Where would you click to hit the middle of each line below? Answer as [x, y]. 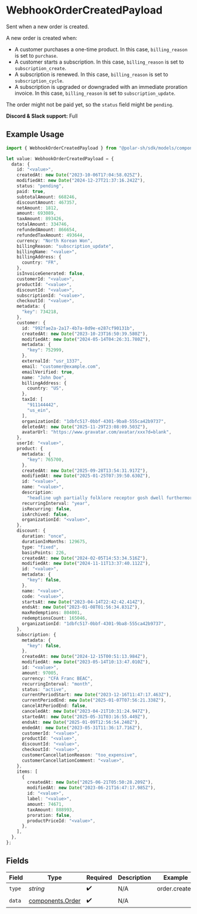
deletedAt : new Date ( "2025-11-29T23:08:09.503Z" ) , [85, 427]
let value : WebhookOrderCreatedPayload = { [60, 159]
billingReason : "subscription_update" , [65, 246]
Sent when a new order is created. [47, 26]
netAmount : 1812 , [38, 208]
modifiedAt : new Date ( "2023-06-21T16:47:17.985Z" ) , [92, 788]
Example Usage [35, 134]
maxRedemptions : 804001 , [52, 613]
